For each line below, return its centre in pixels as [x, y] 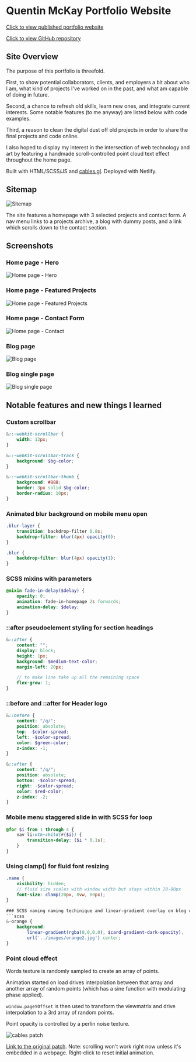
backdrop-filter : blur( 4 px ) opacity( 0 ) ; [66, 537]
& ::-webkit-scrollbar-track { [43, 455]
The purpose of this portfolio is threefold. [55, 71]
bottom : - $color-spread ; [47, 780]
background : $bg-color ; [45, 461]
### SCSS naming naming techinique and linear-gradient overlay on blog [96, 911]
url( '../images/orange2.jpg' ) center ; [74, 938]
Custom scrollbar [31, 422]
